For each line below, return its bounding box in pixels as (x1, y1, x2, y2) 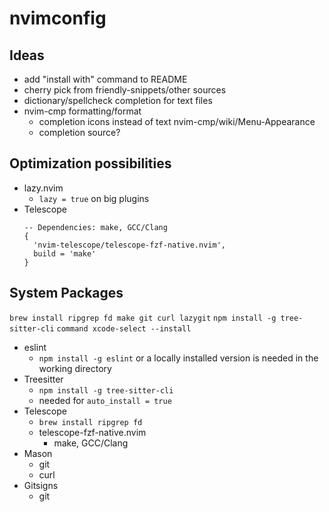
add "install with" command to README (23, 73, 188, 85)
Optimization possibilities (9, 155, 172, 172)
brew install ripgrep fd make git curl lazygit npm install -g (9, 313, 277, 323)
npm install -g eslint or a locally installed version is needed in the (38, 352, 319, 364)
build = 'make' (33, 248, 97, 259)
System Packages (9, 285, 124, 302)
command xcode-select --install (56, 323, 192, 334)
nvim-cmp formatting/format (23, 105, 142, 117)
